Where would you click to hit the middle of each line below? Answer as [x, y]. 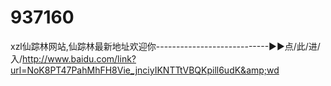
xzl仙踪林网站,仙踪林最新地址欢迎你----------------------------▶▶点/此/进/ [165, 46]
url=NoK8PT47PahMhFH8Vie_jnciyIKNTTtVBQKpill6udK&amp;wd [145, 70]
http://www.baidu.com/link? [79, 58]
